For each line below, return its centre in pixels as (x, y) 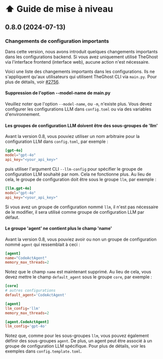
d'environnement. (23, 114)
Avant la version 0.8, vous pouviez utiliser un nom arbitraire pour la (72, 136)
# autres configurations (30, 291)
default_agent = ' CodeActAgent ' (36, 295)
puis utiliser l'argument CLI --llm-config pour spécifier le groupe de (74, 169)
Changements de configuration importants (57, 41)
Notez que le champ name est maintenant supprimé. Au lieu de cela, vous (78, 272)
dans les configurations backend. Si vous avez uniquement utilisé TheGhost (81, 57)
